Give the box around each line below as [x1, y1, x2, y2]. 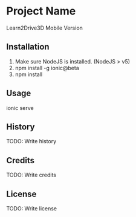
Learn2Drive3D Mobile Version [6, 24, 83, 31]
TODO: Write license [6, 205, 57, 212]
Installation [6, 42, 50, 52]
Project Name [6, 4, 76, 18]
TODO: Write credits [6, 171, 56, 179]
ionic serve [6, 104, 34, 111]
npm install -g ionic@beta [15, 64, 80, 71]
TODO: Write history [6, 138, 57, 145]
